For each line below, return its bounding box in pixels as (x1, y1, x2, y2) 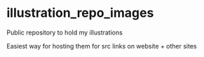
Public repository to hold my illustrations (6, 28, 123, 37)
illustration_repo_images (6, 5, 154, 21)
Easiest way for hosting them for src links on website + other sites (6, 42, 197, 50)
